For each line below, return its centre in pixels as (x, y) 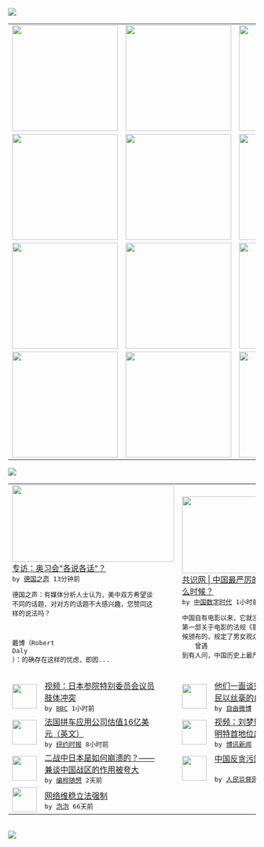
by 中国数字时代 (207, 602)
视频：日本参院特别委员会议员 (100, 686)
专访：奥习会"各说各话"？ (59, 568)
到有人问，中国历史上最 (217, 655)
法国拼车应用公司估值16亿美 (97, 722)
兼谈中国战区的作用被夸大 (92, 770)
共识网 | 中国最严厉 (217, 579)
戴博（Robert (33, 643)
